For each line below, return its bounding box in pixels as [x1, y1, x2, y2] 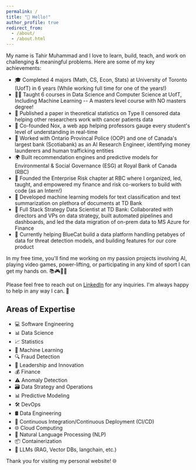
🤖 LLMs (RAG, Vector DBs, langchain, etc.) [14, 446, 117, 453]
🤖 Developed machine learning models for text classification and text [14, 193, 181, 200]
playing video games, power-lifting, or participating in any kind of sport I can [6, 261, 191, 268]
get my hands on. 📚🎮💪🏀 [6, 268, 67, 274]
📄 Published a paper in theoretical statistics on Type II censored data [14, 110, 180, 116]
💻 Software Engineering [14, 320, 74, 327]
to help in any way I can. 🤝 [6, 287, 70, 294]
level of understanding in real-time [14, 129, 98, 135]
